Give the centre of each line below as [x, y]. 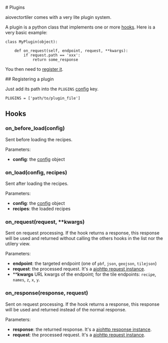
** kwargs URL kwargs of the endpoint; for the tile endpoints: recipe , [84, 274]
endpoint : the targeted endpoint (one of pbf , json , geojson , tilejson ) [85, 263]
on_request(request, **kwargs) [45, 222]
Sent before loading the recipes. [39, 139]
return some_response [55, 60]
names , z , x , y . [26, 280]
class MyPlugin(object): [31, 42]
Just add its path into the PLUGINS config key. [52, 89]
